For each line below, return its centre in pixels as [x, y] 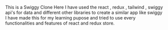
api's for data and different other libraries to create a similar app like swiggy [84, 12]
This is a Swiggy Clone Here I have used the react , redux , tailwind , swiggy [84, 7]
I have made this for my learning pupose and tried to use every [70, 18]
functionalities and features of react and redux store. [60, 23]
